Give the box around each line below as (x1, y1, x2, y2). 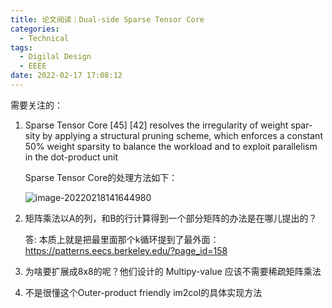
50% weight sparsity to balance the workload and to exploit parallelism (24, 140, 318, 152)
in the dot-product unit (24, 151, 118, 163)
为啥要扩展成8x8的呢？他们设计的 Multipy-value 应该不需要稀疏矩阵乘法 (24, 265, 322, 277)
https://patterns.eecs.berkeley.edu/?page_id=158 (24, 244, 228, 256)
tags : (10, 42, 33, 53)
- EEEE (19, 61, 47, 71)
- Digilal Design (19, 52, 92, 62)
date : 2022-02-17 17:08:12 (10, 71, 123, 81)
